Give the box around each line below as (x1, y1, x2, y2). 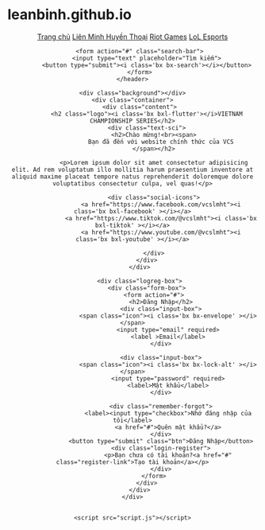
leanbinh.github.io (7, 6, 132, 24)
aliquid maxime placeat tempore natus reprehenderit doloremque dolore (11, 173, 254, 181)
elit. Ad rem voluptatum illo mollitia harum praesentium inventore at (11, 166, 254, 173)
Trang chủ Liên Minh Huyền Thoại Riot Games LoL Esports (36, 32, 229, 41)
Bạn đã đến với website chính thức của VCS (87, 138, 235, 146)
